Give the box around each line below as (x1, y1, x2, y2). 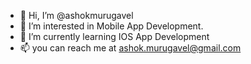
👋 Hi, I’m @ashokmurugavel (19, 10, 134, 21)
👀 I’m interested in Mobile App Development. (19, 20, 204, 32)
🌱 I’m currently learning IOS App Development (19, 31, 210, 42)
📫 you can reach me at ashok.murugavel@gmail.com (19, 42, 242, 54)
